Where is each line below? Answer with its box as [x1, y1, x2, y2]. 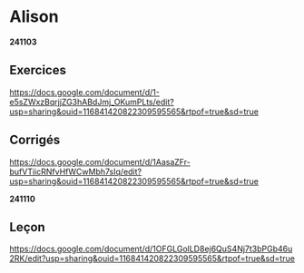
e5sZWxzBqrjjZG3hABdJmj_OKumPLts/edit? [9, 96, 174, 107]
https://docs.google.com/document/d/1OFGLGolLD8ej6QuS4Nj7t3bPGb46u [9, 243, 293, 255]
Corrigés [9, 132, 61, 148]
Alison [9, 6, 59, 27]
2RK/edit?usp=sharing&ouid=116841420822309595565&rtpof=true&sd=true [9, 253, 295, 264]
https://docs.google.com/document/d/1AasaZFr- [9, 156, 191, 167]
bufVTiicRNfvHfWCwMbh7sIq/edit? [9, 166, 142, 177]
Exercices [9, 63, 66, 78]
